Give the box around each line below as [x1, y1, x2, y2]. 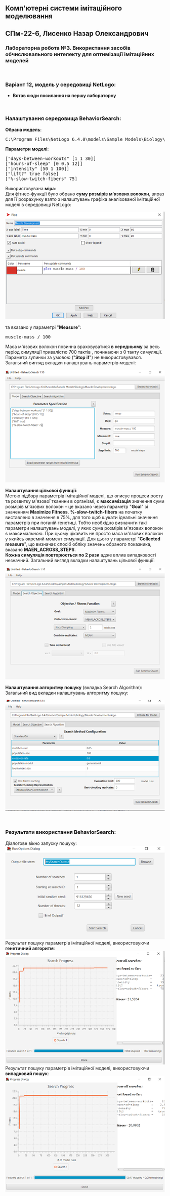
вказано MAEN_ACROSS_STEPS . [5, 546, 76, 553]
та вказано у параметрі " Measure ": [5, 324, 82, 330]
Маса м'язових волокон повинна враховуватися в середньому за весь [5, 344, 160, 350]
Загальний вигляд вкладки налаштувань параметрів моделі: [5, 360, 136, 366]
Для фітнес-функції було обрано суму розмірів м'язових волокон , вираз [5, 191, 164, 197]
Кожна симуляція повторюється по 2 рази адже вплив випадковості [5, 552, 156, 558]
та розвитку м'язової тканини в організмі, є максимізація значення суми [5, 498, 164, 504]
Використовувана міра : [5, 185, 57, 191]
